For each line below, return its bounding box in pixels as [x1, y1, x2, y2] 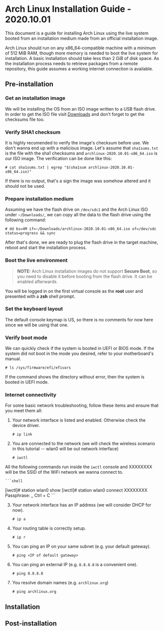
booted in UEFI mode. [5, 379, 49, 385]
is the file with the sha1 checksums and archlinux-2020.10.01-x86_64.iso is [5, 150, 158, 156]
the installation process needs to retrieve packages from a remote [5, 60, 138, 66]
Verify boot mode [5, 334, 47, 341]
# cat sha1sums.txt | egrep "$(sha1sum [5, 165, 87, 170]
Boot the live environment [5, 257, 68, 264]
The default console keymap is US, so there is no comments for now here [5, 316, 153, 322]
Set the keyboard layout [5, 306, 63, 313]
